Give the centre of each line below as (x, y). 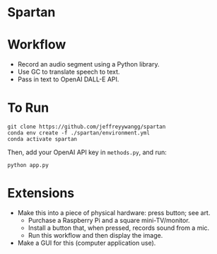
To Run (28, 108)
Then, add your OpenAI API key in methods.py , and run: (87, 152)
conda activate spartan (42, 139)
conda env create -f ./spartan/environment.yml (79, 133)
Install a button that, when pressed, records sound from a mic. (119, 228)
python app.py (28, 166)
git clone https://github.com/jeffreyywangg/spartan (87, 127)
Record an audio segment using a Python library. (88, 64)
